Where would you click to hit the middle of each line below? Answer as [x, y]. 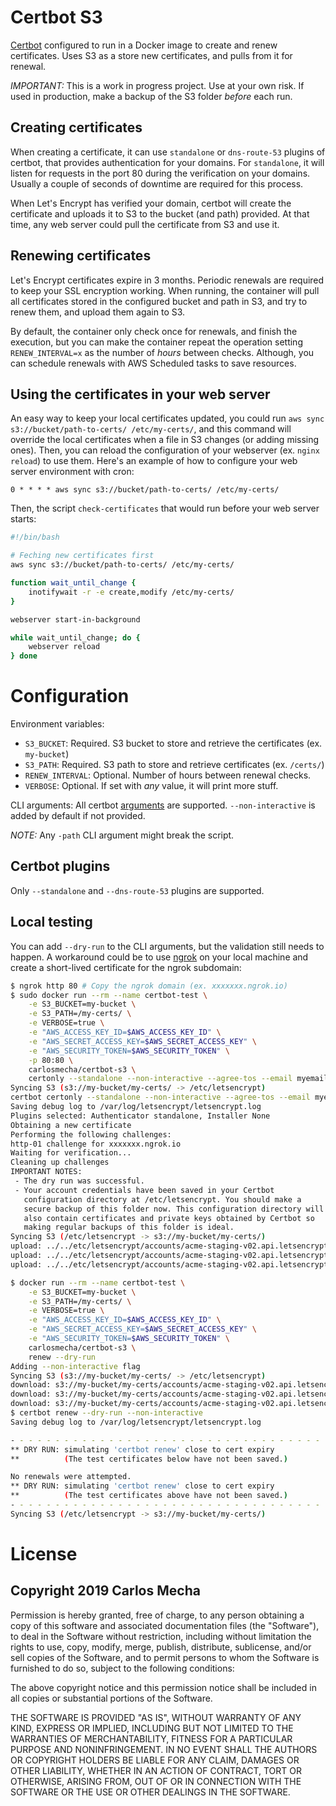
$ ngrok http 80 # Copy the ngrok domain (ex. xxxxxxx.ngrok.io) [149, 986]
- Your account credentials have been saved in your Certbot [144, 1190]
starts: [23, 519]
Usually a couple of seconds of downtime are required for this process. [157, 183]
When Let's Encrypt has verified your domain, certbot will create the [151, 203]
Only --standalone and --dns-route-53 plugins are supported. [137, 890]
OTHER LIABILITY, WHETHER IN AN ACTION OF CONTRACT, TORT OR [156, 1770]
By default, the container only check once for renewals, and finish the [154, 331]
